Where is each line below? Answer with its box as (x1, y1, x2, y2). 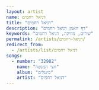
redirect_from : (6, 42, 44, 48)
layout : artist (6, 8, 44, 15)
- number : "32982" (11, 58, 58, 64)
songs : (6, 53, 23, 59)
